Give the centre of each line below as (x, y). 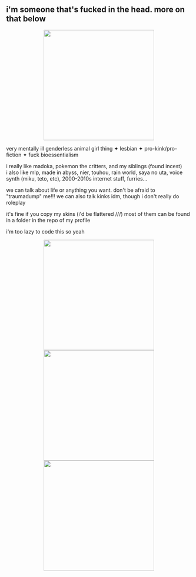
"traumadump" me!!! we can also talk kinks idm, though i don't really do (93, 196)
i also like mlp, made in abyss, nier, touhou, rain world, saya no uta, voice (94, 172)
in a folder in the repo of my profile (48, 220)
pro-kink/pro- (161, 148)
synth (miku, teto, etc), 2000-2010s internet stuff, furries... (77, 178)
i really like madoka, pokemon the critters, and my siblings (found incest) (94, 166)
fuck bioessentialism (53, 155)
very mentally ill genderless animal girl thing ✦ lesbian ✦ (74, 148)
